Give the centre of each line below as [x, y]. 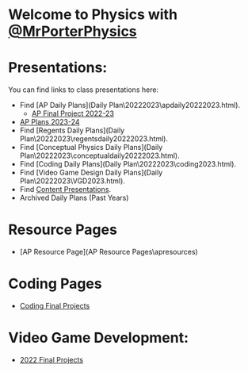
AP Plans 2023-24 [50, 122]
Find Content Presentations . [65, 190]
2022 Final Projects [52, 359]
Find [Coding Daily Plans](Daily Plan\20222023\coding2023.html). [128, 164]
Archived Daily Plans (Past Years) [74, 198]
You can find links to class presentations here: [84, 90]
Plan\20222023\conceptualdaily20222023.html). [99, 155]
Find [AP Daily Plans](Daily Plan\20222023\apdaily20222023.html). [130, 105]
